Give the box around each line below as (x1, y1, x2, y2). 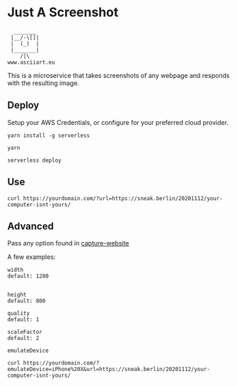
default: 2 (7, 335, 40, 342)
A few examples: (7, 253, 56, 261)
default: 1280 (7, 272, 50, 280)
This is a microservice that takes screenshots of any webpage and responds (7, 71, 230, 79)
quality (7, 310, 30, 317)
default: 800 (7, 297, 46, 305)
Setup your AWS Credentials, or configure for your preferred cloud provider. (7, 118, 229, 126)
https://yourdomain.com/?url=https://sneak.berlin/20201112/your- (23, 194, 223, 202)
